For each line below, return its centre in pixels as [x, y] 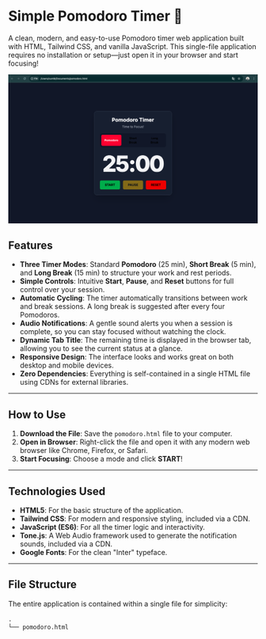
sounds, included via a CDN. [66, 544]
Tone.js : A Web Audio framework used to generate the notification [128, 536]
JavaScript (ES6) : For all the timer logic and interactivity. [112, 527]
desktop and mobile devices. [67, 365]
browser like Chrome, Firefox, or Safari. [84, 451]
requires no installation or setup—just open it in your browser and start [123, 55]
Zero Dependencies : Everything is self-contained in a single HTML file [135, 374]
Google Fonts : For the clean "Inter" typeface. [93, 553]
